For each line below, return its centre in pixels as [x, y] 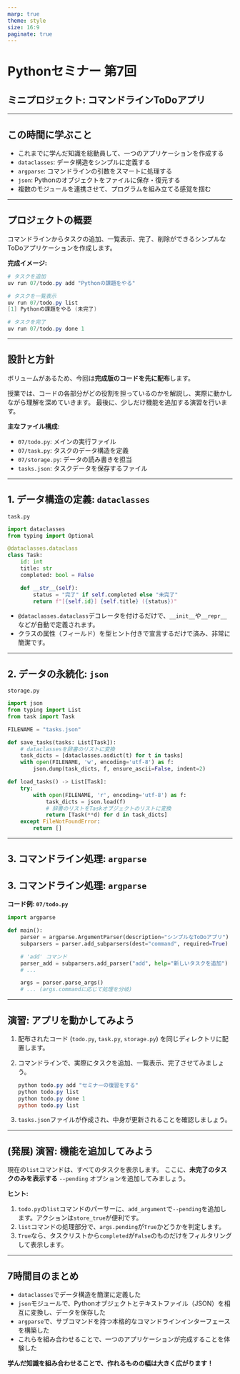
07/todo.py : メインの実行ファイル [67, 441]
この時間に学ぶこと [50, 135]
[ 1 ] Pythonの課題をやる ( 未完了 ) [52, 309]
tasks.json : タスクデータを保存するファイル [82, 468]
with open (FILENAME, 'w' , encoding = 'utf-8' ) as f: [97, 762]
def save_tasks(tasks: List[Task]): [62, 742]
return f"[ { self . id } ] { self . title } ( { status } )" [105, 601]
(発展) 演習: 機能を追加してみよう [80, 1151]
